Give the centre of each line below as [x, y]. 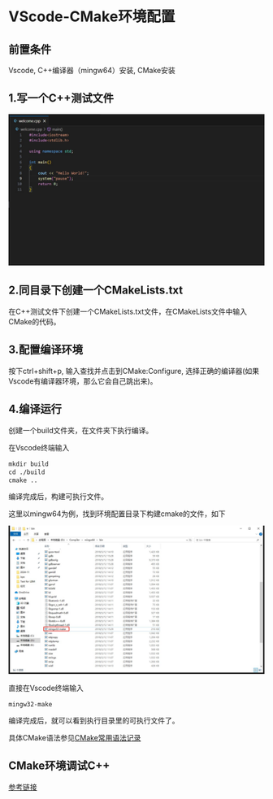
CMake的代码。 [35, 321]
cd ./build [27, 472]
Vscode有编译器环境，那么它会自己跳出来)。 [83, 381]
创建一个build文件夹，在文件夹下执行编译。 [81, 430]
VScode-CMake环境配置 [92, 17]
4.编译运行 [35, 409]
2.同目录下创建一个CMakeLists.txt [96, 291]
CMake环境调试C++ [59, 766]
